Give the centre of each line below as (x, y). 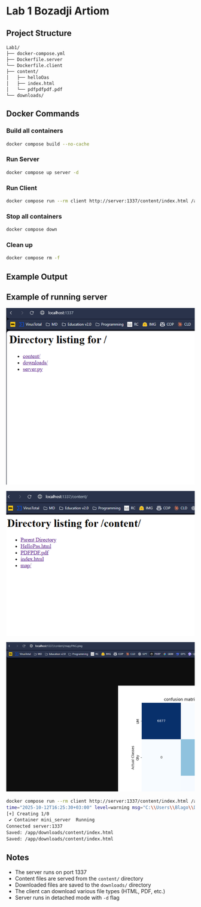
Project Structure (39, 33)
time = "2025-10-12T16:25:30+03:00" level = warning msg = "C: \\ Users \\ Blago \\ (100, 807)
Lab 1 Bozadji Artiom (58, 11)
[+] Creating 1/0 (28, 814)
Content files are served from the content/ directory (79, 878)
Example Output (37, 277)
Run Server (23, 159)
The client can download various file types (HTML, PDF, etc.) (90, 891)
